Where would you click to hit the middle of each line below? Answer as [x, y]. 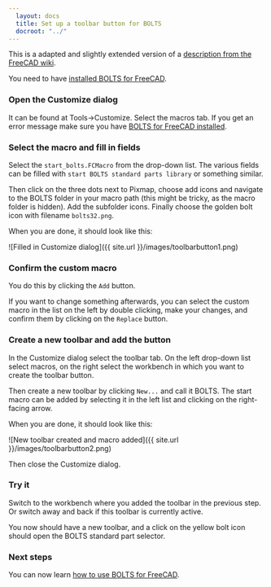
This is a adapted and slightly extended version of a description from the [130, 55]
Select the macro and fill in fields [74, 147]
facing [19, 408]
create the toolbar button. [51, 375]
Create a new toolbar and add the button [90, 340]
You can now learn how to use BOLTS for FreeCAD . [94, 575]
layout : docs [38, 16]
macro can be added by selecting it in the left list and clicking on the [123, 399]
